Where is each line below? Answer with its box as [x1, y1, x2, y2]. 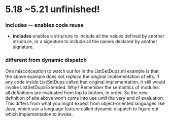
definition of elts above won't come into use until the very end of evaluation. [5, 95, 164, 101]
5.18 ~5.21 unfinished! [5, 4, 100, 15]
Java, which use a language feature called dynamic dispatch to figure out [5, 105, 159, 112]
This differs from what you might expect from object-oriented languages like [5, 100, 165, 106]
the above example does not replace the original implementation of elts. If [5, 73, 160, 79]
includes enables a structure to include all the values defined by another [12, 33, 165, 39]
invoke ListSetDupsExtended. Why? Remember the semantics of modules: [5, 84, 160, 90]
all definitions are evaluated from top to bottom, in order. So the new [5, 90, 148, 96]
